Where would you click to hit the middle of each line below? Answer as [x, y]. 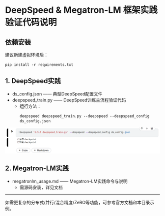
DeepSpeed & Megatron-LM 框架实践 [82, 10]
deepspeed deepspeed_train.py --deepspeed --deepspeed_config [84, 116]
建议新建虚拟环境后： [27, 55]
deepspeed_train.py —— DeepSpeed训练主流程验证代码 [69, 100]
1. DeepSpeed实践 [33, 81]
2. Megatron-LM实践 [37, 169]
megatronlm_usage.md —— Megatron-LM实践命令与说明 [70, 181]
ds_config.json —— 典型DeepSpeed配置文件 [57, 93]
